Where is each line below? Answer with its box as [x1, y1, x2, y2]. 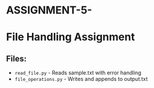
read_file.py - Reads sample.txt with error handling [14, 69, 142, 76]
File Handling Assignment [6, 31, 135, 44]
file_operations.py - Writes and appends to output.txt [14, 76, 148, 83]
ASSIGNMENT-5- [6, 4, 93, 17]
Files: [6, 53, 27, 63]
